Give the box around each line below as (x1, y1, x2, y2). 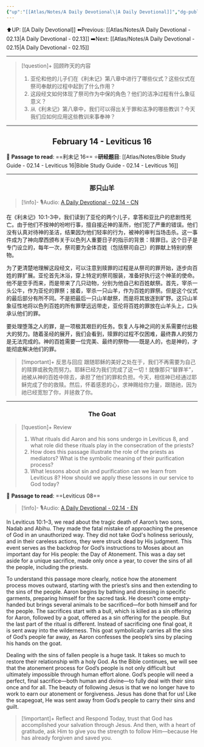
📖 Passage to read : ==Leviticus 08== (6, 492, 101, 499)
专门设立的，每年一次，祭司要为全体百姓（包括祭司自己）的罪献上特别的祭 (6, 243, 192, 251)
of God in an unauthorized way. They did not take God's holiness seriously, (6, 532, 194, 539)
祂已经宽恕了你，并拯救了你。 (21, 388, 96, 396)
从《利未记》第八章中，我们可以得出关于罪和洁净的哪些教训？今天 (30, 105, 195, 112)
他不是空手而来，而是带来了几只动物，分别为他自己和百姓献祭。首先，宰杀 (6, 279, 192, 286)
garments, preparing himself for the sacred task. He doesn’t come (6, 595, 172, 602)
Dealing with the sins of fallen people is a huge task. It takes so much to (6, 652, 186, 659)
